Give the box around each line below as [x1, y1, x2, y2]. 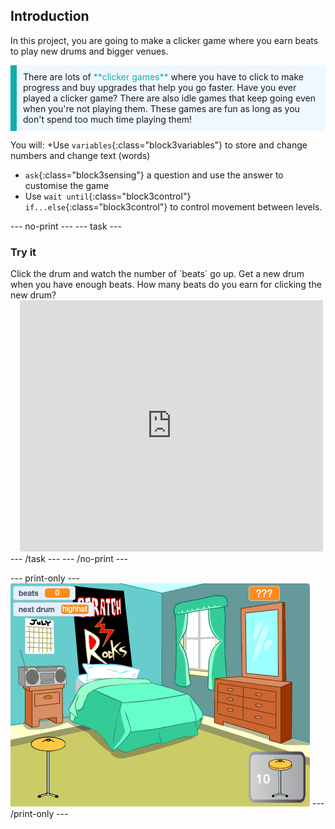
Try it [10, 245, 37, 259]
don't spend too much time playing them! [23, 113, 193, 125]
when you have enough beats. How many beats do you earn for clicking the [10, 279, 322, 291]
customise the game [24, 179, 110, 191]
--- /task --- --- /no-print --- [10, 553, 128, 565]
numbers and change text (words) [10, 149, 151, 161]
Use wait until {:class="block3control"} [24, 190, 192, 202]
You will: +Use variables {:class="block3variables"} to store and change [10, 139, 308, 151]
